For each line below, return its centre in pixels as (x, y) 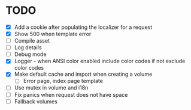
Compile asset (32, 41)
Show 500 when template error (53, 34)
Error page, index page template (63, 81)
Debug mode (30, 54)
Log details (28, 47)
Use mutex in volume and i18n (51, 88)
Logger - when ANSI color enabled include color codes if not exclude (100, 61)
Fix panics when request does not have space (71, 94)
